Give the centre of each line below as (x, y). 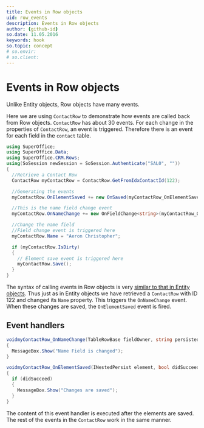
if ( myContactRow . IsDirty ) (46, 247)
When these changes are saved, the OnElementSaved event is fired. (89, 307)
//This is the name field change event (62, 208)
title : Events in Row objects (45, 12)
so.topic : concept (29, 46)
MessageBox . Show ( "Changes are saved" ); (68, 390)
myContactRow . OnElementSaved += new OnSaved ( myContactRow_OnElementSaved (107, 197)
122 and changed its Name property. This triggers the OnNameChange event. (97, 300)
